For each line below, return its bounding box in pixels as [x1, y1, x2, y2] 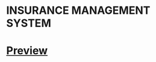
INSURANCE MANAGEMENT [6, 4, 151, 17]
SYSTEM [6, 16, 51, 30]
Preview [6, 44, 48, 58]
